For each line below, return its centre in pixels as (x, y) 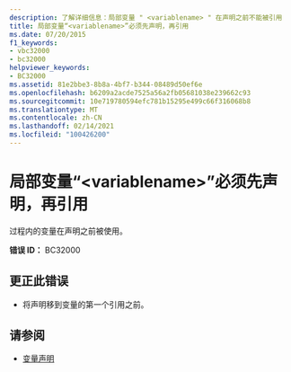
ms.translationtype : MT (54, 110)
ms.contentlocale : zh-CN (56, 118)
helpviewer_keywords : (50, 68)
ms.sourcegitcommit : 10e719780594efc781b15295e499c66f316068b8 (130, 101)
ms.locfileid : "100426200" (60, 135)
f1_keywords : (34, 43)
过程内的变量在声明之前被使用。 (68, 231)
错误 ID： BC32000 (45, 250)
